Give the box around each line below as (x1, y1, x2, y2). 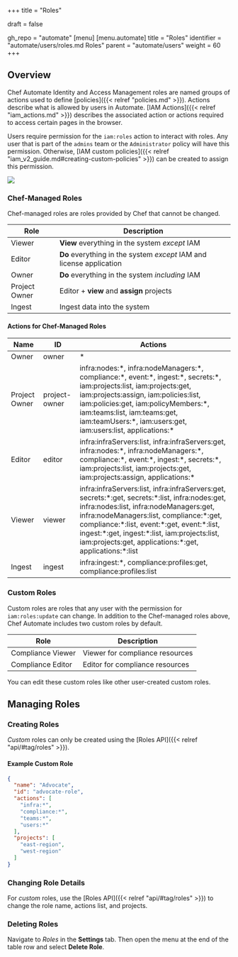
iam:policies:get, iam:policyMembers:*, (79, 399, 210, 409)
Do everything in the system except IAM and (59, 250, 207, 260)
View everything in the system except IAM (59, 238, 200, 248)
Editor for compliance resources (82, 660, 190, 669)
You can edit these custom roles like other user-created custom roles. (7, 677, 211, 686)
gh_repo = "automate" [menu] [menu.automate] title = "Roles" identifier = (7, 33, 222, 42)
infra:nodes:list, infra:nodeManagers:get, (79, 502, 215, 512)
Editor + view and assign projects (59, 286, 172, 296)
